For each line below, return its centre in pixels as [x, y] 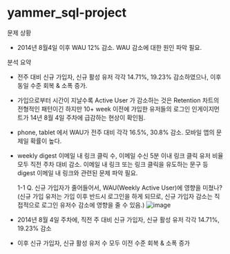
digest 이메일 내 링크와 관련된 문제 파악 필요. [77, 173]
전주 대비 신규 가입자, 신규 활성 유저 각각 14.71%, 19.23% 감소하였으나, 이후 [119, 77]
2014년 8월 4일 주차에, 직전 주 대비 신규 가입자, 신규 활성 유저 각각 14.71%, [118, 219]
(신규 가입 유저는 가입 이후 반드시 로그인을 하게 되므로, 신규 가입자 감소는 [115, 196]
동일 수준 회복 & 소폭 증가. [52, 85]
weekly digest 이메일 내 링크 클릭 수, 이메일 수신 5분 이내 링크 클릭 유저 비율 [120, 155]
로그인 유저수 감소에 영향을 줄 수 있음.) [93, 205]
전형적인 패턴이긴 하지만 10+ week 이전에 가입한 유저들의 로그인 [104, 109]
